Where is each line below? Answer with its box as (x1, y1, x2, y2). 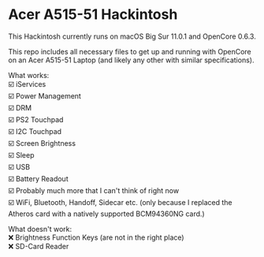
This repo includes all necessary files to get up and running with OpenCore (8, 47, 252, 56)
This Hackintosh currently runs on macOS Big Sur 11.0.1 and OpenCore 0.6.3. (8, 32, 256, 41)
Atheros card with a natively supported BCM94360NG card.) (8, 209, 205, 218)
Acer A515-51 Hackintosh (8, 6, 178, 24)
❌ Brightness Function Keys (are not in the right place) (8, 233, 184, 242)
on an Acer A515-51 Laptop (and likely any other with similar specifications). (8, 55, 255, 65)
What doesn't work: (8, 224, 73, 233)
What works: (8, 70, 50, 80)
